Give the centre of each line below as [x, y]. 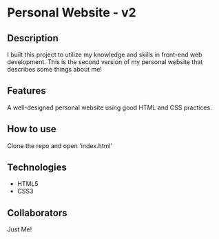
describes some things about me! [54, 69]
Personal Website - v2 [72, 13]
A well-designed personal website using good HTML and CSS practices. [109, 107]
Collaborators [37, 212]
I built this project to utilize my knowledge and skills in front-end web [105, 54]
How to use [32, 129]
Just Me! [20, 229]
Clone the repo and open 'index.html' [60, 145]
